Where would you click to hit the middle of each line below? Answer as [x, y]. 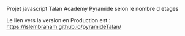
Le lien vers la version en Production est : [59, 20]
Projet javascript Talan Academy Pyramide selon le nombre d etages [92, 9]
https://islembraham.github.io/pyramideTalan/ [64, 27]
